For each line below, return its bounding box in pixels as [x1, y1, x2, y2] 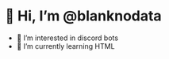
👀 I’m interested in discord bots [16, 33, 118, 42]
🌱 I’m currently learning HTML [16, 41, 115, 50]
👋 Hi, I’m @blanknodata [5, 7, 162, 25]
